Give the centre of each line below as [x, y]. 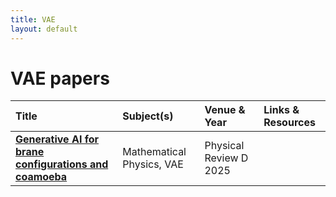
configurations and [62, 164]
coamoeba [41, 177]
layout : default [44, 29]
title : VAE [33, 19]
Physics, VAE [153, 164]
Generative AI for [57, 139]
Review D [226, 158]
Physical [224, 146]
